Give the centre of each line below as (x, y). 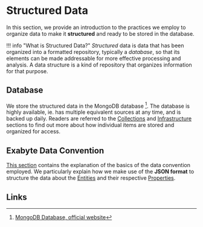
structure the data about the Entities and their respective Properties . (91, 178)
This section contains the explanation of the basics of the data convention (98, 165)
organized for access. (33, 131)
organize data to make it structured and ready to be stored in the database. (100, 33)
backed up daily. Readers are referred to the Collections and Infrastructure (99, 119)
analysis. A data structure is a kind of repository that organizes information (99, 65)
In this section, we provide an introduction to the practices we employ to (96, 27)
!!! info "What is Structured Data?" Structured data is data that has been (95, 45)
